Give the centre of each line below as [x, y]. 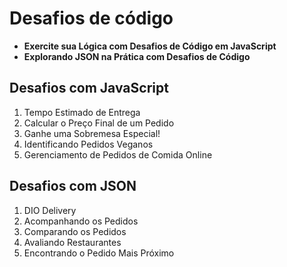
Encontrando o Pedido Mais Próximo [99, 253]
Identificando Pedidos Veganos [88, 144]
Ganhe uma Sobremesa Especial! [92, 133]
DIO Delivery [50, 210]
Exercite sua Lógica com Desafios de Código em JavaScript [150, 46]
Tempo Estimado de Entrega [82, 112]
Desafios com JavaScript [89, 88]
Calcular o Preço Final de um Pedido [99, 123]
